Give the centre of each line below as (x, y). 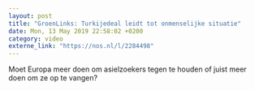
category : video (36, 39)
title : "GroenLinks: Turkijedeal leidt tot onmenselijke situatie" (125, 24)
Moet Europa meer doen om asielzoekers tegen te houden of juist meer (127, 69)
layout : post (30, 16)
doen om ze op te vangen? (53, 78)
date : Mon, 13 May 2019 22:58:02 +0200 (76, 31)
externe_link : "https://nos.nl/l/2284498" (81, 46)
